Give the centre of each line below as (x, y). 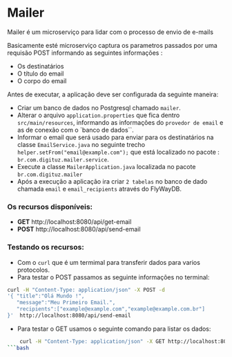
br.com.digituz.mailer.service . (63, 159)
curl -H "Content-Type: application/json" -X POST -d (86, 290)
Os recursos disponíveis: (50, 207)
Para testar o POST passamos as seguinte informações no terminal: (113, 277)
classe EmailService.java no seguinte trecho (81, 144)
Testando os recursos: (46, 247)
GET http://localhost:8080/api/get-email (74, 222)
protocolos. (33, 270)
